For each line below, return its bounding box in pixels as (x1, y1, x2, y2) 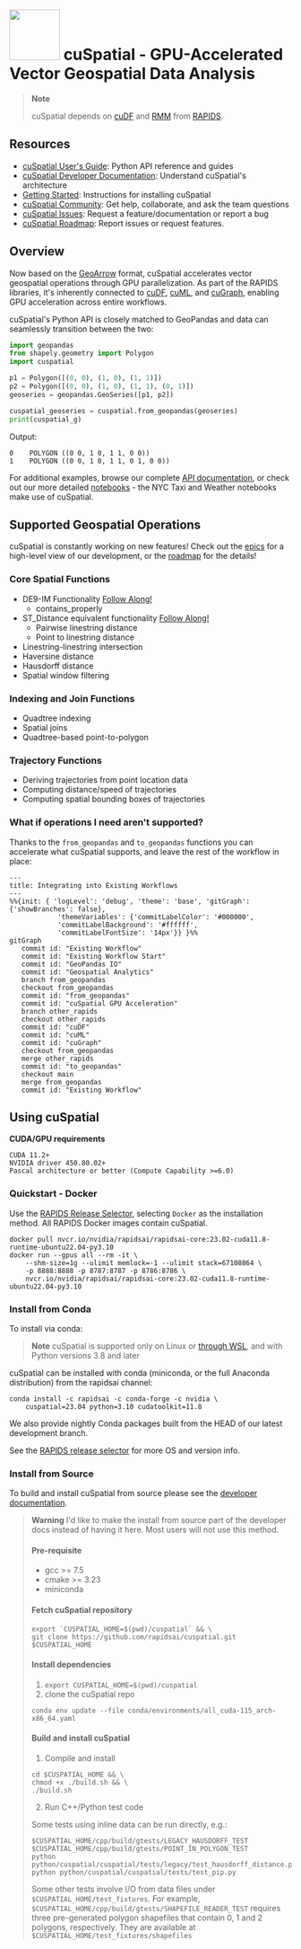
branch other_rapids (21, 1006, 99, 1015)
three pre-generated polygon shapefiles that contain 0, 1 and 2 (30, 1912, 262, 1923)
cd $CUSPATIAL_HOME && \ (30, 1770, 125, 1779)
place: (9, 855, 33, 866)
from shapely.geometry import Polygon (9, 349, 154, 359)
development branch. (9, 1427, 89, 1438)
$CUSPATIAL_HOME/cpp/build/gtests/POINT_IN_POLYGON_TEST (30, 1845, 249, 1854)
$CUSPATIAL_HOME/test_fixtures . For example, (30, 1893, 201, 1904)
